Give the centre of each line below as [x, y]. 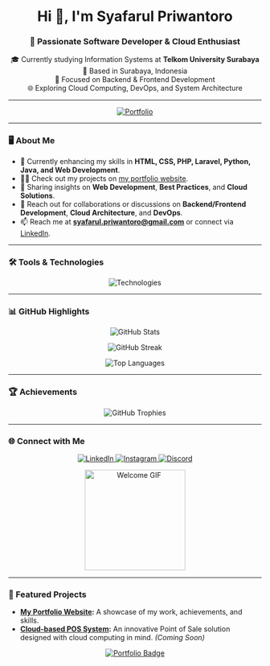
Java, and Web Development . [70, 170]
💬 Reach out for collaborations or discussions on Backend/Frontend [133, 203]
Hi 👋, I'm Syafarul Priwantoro [135, 16]
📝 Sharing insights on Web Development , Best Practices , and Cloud [133, 187]
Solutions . [37, 195]
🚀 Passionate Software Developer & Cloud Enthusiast [135, 42]
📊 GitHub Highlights [49, 311]
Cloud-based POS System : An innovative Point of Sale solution [125, 629]
